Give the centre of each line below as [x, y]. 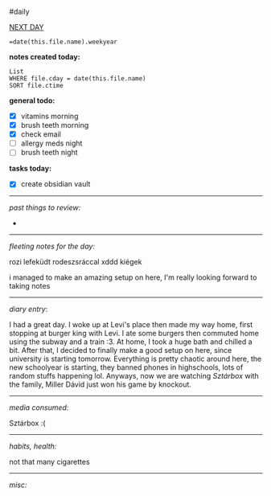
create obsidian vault [55, 184]
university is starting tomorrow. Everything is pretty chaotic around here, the [135, 359]
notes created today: [45, 57]
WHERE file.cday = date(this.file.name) [78, 79]
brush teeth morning [55, 125]
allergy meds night [51, 143]
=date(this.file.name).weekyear [63, 42]
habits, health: [33, 446]
